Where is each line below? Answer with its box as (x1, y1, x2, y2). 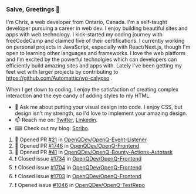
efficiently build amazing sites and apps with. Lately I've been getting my (6, 62, 182, 69)
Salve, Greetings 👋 (6, 5, 60, 13)
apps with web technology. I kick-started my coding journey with (6, 31, 163, 38)
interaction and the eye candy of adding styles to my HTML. (6, 92, 151, 99)
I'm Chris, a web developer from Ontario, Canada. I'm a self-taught (6, 19, 167, 26)
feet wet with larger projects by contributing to (6, 69, 119, 76)
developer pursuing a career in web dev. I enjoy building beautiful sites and (6, 25, 188, 32)
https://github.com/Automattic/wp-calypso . (6, 74, 113, 81)
